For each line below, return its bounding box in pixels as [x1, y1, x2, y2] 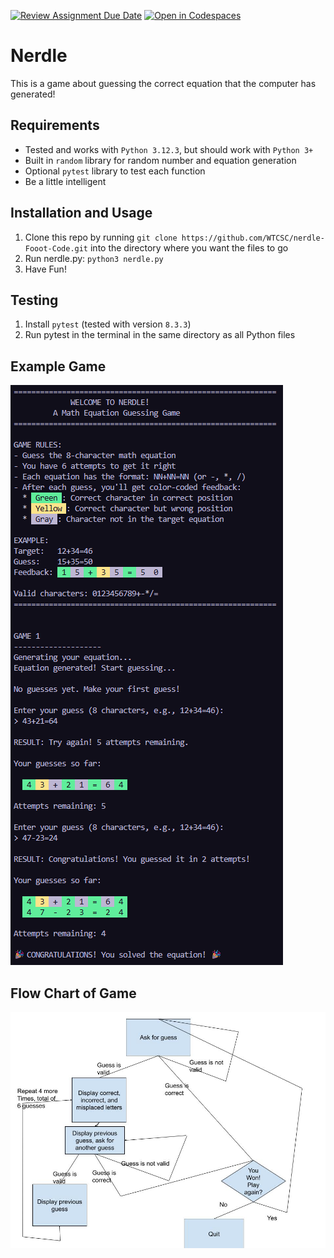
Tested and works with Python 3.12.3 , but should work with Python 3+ [24, 143, 314, 155]
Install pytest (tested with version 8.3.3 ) [24, 318, 192, 330]
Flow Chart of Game [10, 985, 137, 1002]
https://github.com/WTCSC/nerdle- [181, 233, 325, 243]
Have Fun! [24, 263, 67, 275]
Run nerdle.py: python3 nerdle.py [24, 252, 164, 264]
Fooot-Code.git [24, 243, 89, 254]
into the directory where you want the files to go [89, 241, 289, 254]
